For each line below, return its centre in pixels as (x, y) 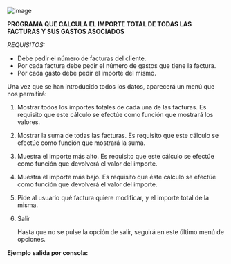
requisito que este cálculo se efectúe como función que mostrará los (115, 115)
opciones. (31, 239)
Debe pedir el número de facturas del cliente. (82, 58)
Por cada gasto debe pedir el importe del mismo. (87, 73)
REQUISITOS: (26, 45)
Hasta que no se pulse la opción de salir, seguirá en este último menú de (121, 232)
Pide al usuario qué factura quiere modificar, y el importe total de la (113, 198)
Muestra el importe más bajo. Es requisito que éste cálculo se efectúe (117, 177)
